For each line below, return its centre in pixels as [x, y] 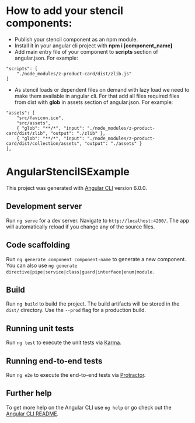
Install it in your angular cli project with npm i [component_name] [93, 46]
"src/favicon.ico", [40, 118]
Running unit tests [40, 328]
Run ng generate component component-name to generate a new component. [96, 259]
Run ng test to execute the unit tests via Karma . [64, 342]
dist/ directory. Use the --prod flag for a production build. [76, 310]
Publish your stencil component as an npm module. [76, 39]
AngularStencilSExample [68, 172]
